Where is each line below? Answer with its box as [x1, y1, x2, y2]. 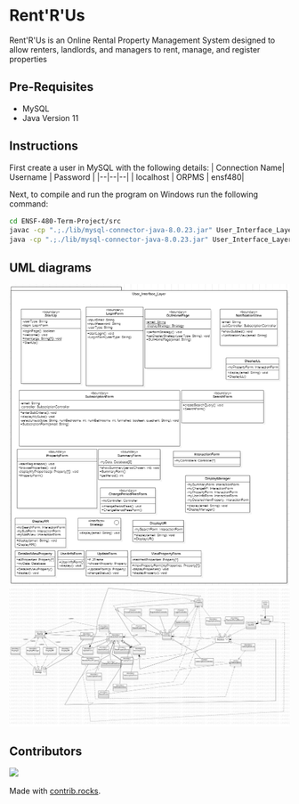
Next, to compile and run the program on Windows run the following [9, 189, 259, 199]
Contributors [9, 743, 83, 759]
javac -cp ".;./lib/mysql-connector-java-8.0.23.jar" [9, 226, 214, 235]
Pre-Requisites [9, 79, 94, 94]
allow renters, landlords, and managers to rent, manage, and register [9, 44, 261, 54]
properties [9, 53, 47, 64]
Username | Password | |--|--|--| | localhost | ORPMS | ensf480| [9, 171, 245, 183]
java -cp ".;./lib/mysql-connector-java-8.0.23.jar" [9, 235, 209, 245]
